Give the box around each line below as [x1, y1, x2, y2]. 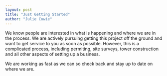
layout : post [5, 7, 32, 12]
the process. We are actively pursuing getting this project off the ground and [5, 35, 163, 41]
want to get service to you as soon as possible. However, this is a [5, 41, 140, 47]
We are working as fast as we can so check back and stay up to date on [5, 61, 153, 67]
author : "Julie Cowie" [5, 16, 52, 21]
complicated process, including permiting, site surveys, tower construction [5, 46, 159, 52]
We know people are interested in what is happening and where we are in [5, 30, 156, 36]
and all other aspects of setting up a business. [5, 51, 100, 57]
